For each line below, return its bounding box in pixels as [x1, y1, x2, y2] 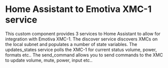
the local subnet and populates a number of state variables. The [5, 41, 137, 47]
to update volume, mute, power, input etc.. [5, 57, 93, 63]
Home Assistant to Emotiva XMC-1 [5, 3, 152, 15]
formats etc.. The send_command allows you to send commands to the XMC [5, 51, 163, 58]
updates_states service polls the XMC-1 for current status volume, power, [5, 46, 157, 52]
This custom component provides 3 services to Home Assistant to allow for [5, 30, 160, 36]
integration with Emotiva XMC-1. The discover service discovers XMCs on [5, 36, 158, 42]
